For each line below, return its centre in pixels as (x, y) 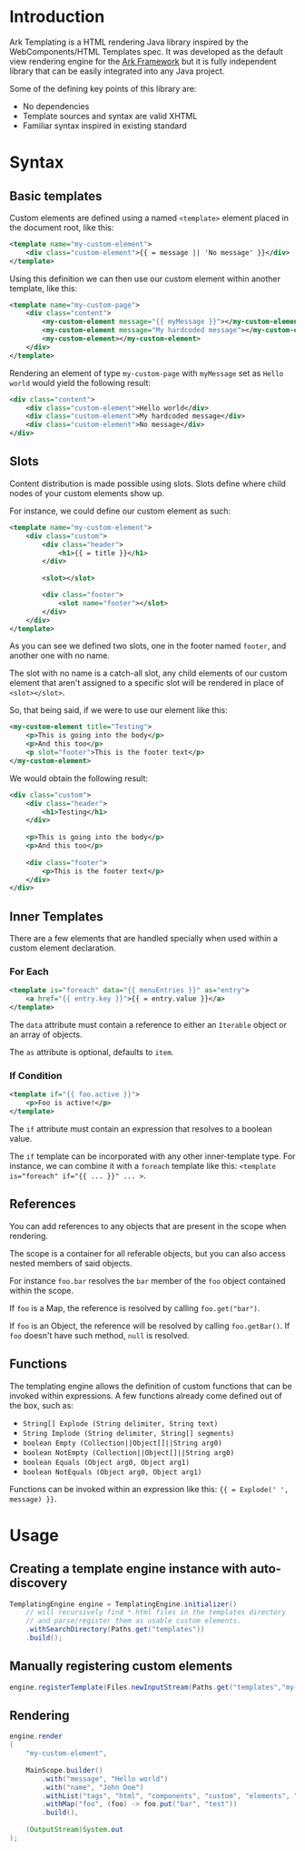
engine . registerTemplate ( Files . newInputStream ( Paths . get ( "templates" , (146, 1687)
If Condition (36, 1075)
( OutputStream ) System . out (75, 1830)
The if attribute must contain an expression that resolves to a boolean (141, 1129)
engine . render (36, 1736)
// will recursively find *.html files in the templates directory (156, 1612)
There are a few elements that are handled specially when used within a (144, 939)
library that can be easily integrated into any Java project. (117, 71)
